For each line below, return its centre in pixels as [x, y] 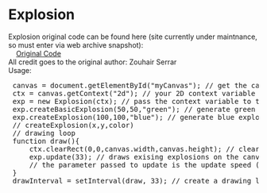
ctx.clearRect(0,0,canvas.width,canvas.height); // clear [144, 149]
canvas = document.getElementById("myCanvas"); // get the [130, 85]
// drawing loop [44, 133]
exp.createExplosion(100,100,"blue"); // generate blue [124, 117]
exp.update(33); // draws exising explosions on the [134, 157]
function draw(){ [46, 141]
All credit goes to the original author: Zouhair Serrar [93, 62]
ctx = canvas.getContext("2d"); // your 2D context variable [134, 93]
